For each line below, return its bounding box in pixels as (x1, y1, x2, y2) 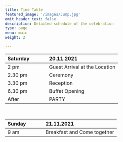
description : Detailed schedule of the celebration (5, 21, 114, 26)
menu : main (5, 30, 28, 35)
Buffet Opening (49, 87, 84, 94)
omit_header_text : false (5, 16, 56, 21)
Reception (49, 79, 73, 86)
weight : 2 (5, 35, 26, 40)
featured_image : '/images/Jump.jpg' (5, 12, 81, 17)
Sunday (7, 120, 26, 127)
